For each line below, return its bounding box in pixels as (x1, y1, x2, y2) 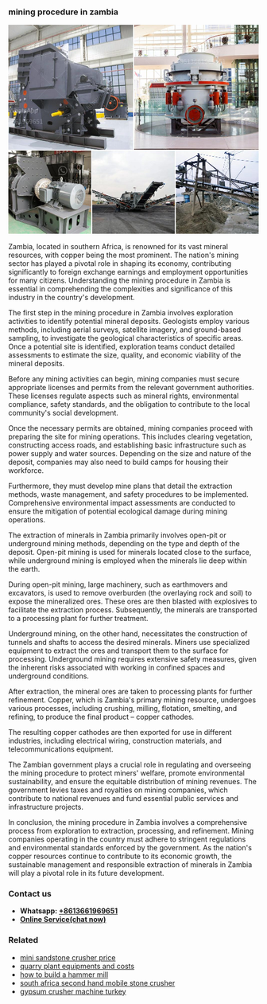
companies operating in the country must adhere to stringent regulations (8, 834, 246, 844)
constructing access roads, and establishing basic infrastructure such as (8, 440, 246, 450)
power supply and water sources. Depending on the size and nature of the (8, 448, 252, 458)
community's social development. (8, 408, 119, 417)
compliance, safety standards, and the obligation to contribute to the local (8, 399, 250, 408)
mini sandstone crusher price (19, 952, 116, 962)
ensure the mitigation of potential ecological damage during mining (8, 506, 228, 516)
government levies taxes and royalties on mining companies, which (8, 785, 228, 795)
